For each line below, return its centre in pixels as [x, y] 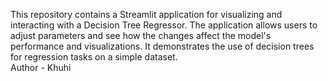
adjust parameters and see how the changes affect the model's [141, 35]
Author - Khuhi [41, 67]
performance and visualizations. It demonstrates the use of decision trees [162, 46]
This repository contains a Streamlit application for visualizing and [146, 14]
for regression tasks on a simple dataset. [94, 57]
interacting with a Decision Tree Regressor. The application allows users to [164, 25]
